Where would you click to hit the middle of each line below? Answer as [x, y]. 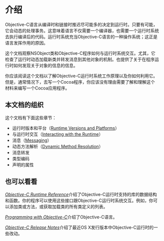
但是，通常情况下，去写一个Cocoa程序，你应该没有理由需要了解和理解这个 [80, 82]
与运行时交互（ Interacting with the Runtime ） [58, 134]
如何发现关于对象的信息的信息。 [46, 65]
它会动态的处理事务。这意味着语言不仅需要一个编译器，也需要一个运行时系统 [82, 30]
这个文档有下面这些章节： [31, 117]
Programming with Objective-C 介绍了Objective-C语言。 [61, 217]
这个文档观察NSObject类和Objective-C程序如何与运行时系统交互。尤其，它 [80, 53]
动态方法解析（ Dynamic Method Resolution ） [58, 146]
